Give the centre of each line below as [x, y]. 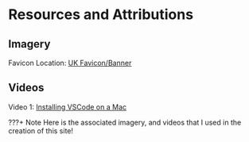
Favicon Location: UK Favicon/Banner [70, 63]
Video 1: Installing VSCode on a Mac [68, 107]
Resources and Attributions [101, 15]
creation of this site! [41, 130]
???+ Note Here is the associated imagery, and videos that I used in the [125, 122]
